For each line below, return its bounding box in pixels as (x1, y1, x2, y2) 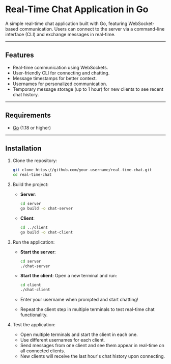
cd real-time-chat (12, 172, 52, 177)
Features (5, 51, 34, 60)
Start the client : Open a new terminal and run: (20, 273, 117, 279)
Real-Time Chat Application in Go (5, 4, 149, 15)
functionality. (20, 312, 48, 318)
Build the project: (12, 181, 49, 188)
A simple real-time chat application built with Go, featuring (5, 20, 128, 27)
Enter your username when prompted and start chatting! (20, 297, 138, 303)
